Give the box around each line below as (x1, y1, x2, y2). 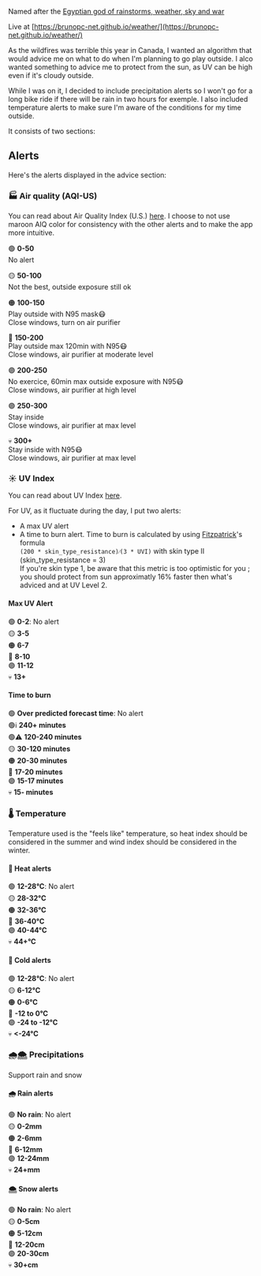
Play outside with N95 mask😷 (8, 309, 106, 319)
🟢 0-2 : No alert (8, 617, 59, 626)
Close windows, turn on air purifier (8, 318, 121, 327)
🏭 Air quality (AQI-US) (8, 190, 98, 201)
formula (19, 538, 46, 547)
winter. (8, 845, 31, 855)
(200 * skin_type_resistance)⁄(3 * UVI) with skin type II (19, 547, 205, 556)
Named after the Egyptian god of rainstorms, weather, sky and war (8, 7, 225, 16)
